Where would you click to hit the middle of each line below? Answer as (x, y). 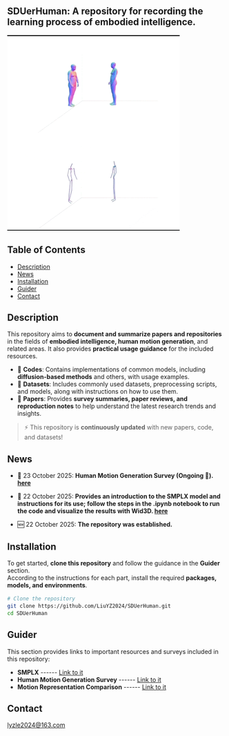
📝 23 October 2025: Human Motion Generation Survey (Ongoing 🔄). (115, 476)
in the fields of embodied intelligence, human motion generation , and (108, 342)
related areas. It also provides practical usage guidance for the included (110, 349)
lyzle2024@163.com (36, 725)
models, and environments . (47, 585)
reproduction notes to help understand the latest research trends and (116, 406)
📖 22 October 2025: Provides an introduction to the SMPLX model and (119, 496)
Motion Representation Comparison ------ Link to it (92, 687)
